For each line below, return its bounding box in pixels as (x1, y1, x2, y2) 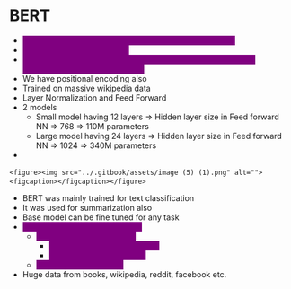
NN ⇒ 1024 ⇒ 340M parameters (35, 140, 157, 151)
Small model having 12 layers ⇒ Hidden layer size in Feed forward (35, 111, 280, 122)
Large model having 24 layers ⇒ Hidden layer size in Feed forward (35, 130, 283, 141)
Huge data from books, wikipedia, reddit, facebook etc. (22, 268, 227, 279)
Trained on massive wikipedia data (22, 83, 151, 93)
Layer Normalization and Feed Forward (22, 92, 167, 103)
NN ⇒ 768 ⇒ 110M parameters (35, 120, 150, 131)
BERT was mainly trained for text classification (22, 192, 195, 203)
